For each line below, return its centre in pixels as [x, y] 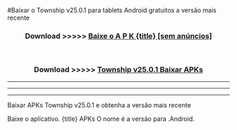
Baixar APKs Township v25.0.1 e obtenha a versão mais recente [99, 105]
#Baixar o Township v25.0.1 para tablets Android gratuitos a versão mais [112, 10]
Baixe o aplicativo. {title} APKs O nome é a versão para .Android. [101, 119]
